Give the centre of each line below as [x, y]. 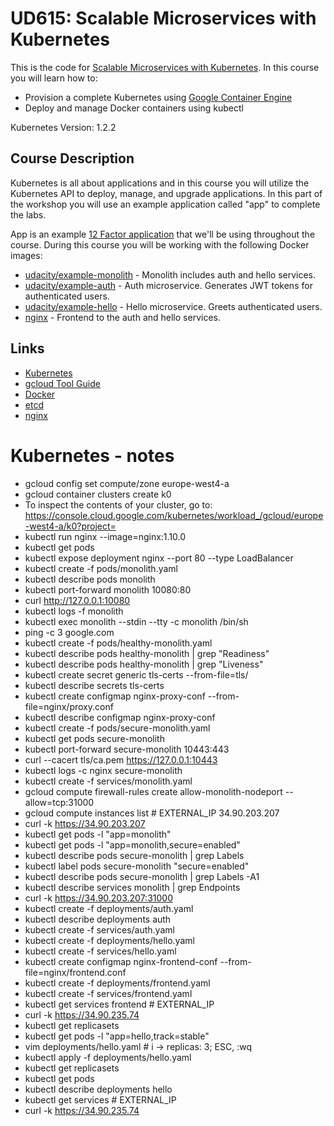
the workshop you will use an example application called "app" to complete [165, 204]
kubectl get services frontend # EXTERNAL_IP [119, 1004]
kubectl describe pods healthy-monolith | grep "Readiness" [147, 653]
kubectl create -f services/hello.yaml [100, 951]
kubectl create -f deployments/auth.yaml [109, 908]
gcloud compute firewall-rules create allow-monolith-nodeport [153, 791]
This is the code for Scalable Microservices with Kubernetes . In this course [165, 67]
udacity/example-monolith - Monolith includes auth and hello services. [170, 274]
